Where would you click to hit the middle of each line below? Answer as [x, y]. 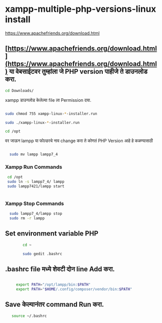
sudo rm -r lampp [27, 218]
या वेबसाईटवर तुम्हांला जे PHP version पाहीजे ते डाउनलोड [78, 72]
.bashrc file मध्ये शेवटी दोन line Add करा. [60, 269]
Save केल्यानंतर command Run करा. [55, 305]
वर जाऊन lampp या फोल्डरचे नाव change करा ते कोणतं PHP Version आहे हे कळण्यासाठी [79, 141]
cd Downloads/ [20, 90]
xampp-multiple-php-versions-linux [81, 9]
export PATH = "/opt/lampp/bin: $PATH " [53, 285]
